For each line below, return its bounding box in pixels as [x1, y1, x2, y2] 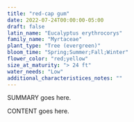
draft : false [7, 23, 45, 30]
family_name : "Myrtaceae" [7, 36, 82, 43]
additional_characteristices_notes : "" [7, 74, 123, 82]
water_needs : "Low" [7, 68, 64, 75]
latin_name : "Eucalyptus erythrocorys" [7, 29, 123, 37]
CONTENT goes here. [7, 107, 69, 115]
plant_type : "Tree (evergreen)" [7, 42, 101, 49]
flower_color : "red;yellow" [7, 55, 89, 62]
